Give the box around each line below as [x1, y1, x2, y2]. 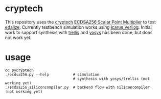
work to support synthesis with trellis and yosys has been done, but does [5, 29, 153, 35]
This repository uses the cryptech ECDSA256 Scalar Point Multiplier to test [5, 19, 156, 25]
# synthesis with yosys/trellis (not [72, 76, 150, 81]
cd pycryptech [5, 68, 34, 73]
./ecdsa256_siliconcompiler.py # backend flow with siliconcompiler [5, 85, 150, 90]
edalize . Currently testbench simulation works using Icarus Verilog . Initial [5, 24, 152, 30]
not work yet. [5, 35, 32, 40]
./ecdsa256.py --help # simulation [5, 72, 99, 77]
